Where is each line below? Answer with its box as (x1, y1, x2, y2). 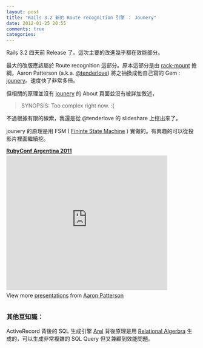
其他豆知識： (6, 313, 44, 321)
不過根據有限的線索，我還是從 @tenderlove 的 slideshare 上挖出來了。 (6, 115, 182, 122)
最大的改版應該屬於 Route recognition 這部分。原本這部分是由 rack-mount (6, 62, 190, 69)
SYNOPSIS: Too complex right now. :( (21, 102, 115, 109)
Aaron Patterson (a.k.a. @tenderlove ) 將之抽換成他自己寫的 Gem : (16, 69, 181, 77)
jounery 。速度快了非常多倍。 (6, 77, 79, 84)
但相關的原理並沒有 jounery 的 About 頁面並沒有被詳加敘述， (6, 90, 158, 97)
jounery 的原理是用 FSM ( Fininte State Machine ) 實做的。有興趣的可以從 (6, 128, 189, 135)
